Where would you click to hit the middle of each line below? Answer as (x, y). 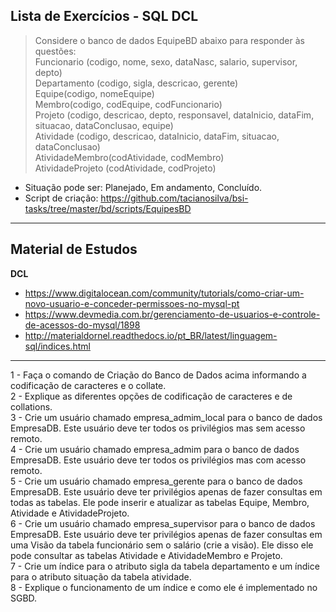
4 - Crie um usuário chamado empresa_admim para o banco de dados (155, 449)
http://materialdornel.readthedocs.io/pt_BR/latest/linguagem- (151, 335)
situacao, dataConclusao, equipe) (104, 125)
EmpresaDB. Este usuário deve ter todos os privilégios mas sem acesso (158, 428)
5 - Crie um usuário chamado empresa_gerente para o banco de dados (156, 481)
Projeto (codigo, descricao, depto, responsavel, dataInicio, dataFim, (174, 115)
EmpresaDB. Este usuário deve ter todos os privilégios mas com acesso (158, 460)
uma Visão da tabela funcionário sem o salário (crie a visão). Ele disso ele (162, 545)
